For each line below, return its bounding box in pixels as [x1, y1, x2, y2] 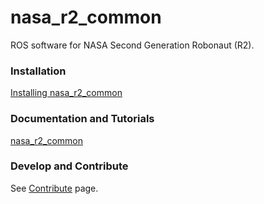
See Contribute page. [10, 182, 99, 194]
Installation [10, 64, 67, 78]
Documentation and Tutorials [10, 112, 155, 126]
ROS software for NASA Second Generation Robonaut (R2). [10, 39, 255, 51]
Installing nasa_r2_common [10, 87, 123, 99]
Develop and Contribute [10, 159, 129, 173]
